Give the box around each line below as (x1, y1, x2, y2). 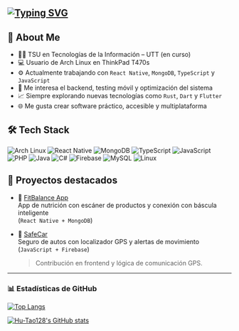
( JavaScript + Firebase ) (17, 245, 90, 253)
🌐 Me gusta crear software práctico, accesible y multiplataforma (17, 102, 208, 110)
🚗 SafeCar (17, 229, 48, 238)
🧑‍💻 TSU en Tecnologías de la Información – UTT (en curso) (17, 51, 191, 59)
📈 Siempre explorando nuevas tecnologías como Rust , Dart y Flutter (17, 92, 223, 100)
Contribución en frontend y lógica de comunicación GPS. (35, 258, 203, 267)
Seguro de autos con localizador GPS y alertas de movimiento (17, 237, 200, 246)
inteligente (17, 208, 49, 217)
